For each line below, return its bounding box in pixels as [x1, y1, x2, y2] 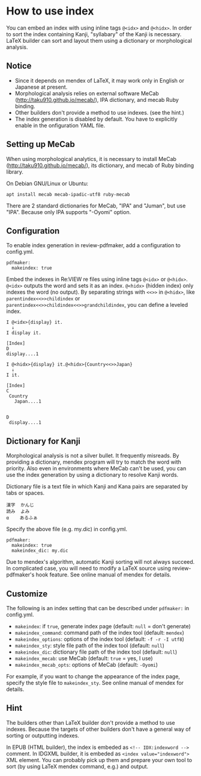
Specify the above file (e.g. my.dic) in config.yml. [6, 526, 128, 533]
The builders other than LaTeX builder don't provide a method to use [6, 719, 175, 726]
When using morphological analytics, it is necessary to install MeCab [6, 155, 177, 162]
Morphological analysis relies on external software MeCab [14, 89, 159, 97]
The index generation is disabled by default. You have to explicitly [14, 115, 178, 122]
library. [6, 168, 24, 175]
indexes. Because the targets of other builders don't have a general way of [6, 725, 191, 733]
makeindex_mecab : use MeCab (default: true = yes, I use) [14, 655, 153, 661]
